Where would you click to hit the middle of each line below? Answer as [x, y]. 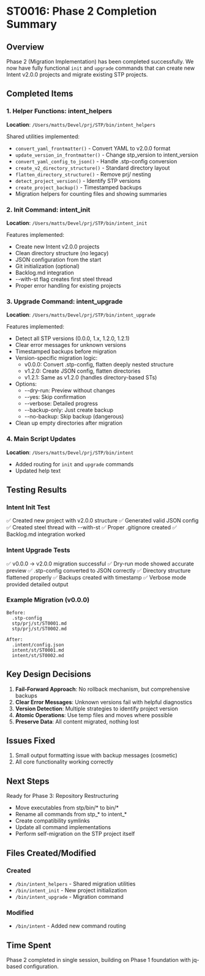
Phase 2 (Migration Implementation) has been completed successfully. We [100, 61]
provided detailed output [37, 584]
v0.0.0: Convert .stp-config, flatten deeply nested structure [99, 365]
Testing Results [37, 490]
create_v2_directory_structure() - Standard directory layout [92, 168]
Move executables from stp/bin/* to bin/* [67, 808]
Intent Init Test [28, 507]
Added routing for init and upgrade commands [74, 464]
